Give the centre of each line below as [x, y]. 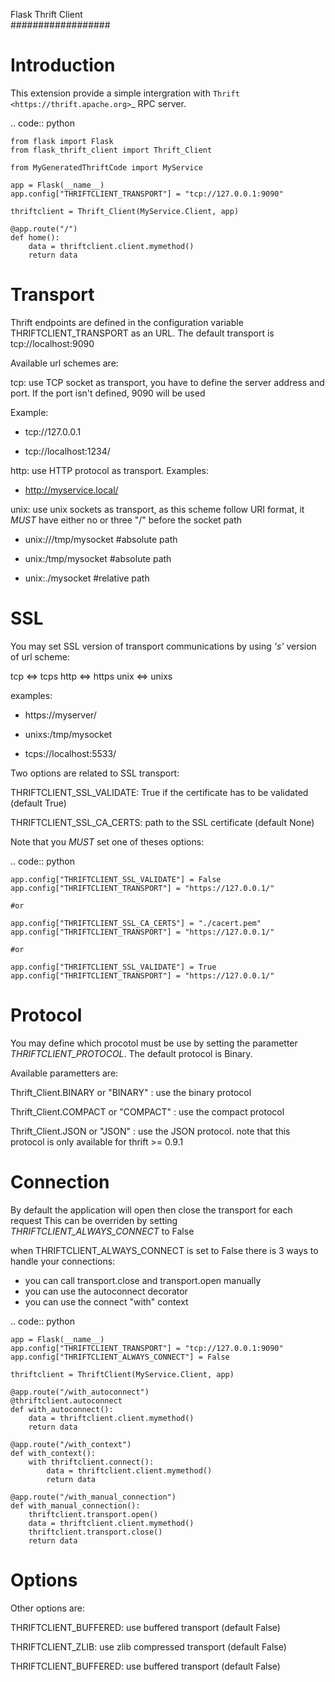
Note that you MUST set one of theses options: [107, 841]
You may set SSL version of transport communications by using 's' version [163, 646]
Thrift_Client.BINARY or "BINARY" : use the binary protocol [131, 1092]
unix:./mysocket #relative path [87, 578]
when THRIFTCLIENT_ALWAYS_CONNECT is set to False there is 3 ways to [164, 1250]
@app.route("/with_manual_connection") [93, 1497]
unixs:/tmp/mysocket [68, 734]
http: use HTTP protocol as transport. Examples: [109, 470]
